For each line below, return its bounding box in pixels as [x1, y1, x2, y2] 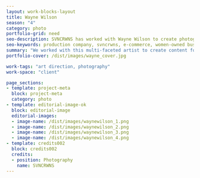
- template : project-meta [6, 85, 70, 91]
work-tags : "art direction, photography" [6, 63, 111, 69]
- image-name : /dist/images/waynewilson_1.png [11, 118, 129, 125]
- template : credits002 [6, 141, 65, 147]
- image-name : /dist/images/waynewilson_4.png [11, 135, 129, 141]
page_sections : [6, 80, 44, 86]
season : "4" [6, 20, 36, 26]
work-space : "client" [6, 69, 60, 75]
